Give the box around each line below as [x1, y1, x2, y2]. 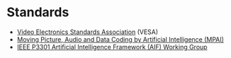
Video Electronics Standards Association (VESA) [16, 28, 159, 36]
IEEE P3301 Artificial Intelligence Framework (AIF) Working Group [16, 42, 208, 51]
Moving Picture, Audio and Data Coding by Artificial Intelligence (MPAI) [16, 35, 225, 43]
